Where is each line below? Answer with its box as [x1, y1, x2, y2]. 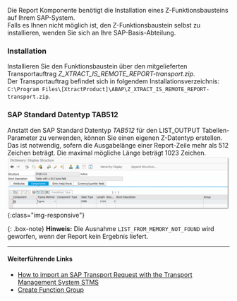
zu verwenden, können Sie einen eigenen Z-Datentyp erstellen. [39, 134, 223, 142]
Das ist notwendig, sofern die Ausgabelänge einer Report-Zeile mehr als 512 [7, 141, 229, 149]
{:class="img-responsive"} [7, 211, 85, 219]
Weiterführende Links [7, 254, 73, 264]
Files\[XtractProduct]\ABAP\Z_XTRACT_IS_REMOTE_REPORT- [42, 86, 210, 93]
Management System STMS [17, 278, 99, 286]
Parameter [7, 134, 38, 142]
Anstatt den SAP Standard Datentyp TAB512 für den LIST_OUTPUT [7, 126, 201, 134]
